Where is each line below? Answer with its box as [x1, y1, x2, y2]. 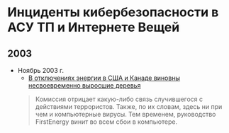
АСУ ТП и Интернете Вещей [7, 19, 180, 35]
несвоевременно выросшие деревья [28, 81, 141, 89]
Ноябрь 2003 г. [17, 66, 65, 74]
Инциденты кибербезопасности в [7, 4, 219, 21]
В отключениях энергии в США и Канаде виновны [28, 74, 181, 82]
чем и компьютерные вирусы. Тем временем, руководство [35, 110, 216, 118]
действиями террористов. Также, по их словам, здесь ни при [35, 103, 223, 110]
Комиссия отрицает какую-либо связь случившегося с [35, 95, 203, 103]
